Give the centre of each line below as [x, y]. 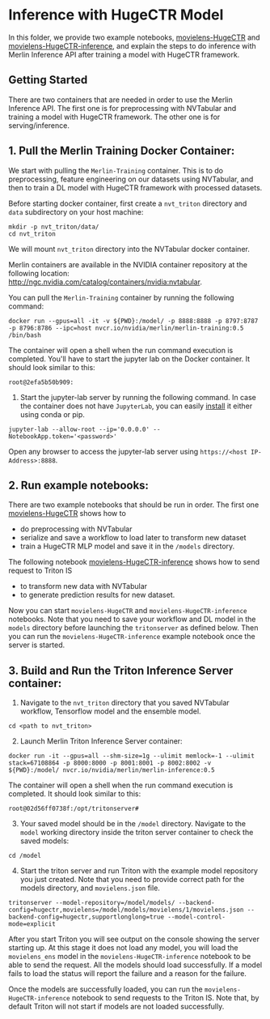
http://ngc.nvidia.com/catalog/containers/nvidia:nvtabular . [105, 282]
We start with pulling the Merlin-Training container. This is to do [116, 170]
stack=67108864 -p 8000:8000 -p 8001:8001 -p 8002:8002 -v [110, 763]
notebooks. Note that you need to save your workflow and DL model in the [132, 619]
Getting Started [48, 80]
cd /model [25, 856]
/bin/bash [25, 335]
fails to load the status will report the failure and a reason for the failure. [127, 974]
